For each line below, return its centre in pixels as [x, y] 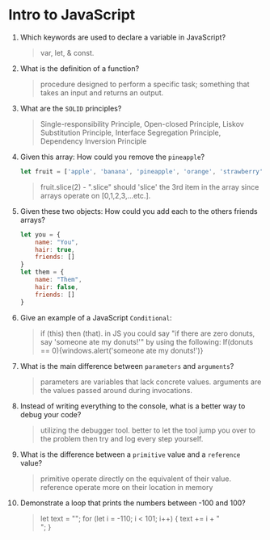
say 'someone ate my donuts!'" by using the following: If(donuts [146, 341]
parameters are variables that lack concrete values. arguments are [151, 382]
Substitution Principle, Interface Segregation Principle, [131, 132]
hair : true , [55, 249]
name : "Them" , [59, 280]
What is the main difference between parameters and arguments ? [127, 366]
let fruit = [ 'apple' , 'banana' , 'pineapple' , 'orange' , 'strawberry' [141, 171]
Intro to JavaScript [72, 15]
